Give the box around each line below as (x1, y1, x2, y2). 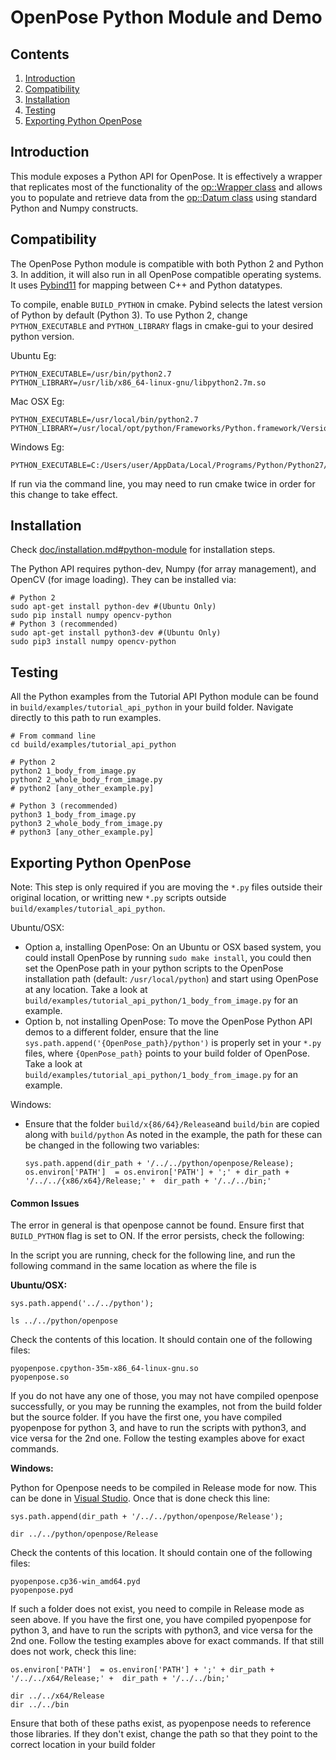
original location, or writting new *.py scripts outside (10, 892, 227, 904)
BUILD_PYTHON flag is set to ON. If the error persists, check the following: (10, 1230, 305, 1242)
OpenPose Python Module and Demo (10, 6, 323, 29)
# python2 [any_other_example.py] (10, 784, 155, 794)
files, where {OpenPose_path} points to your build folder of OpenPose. (24, 1047, 311, 1060)
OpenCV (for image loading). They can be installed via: (10, 574, 237, 586)
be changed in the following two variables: (24, 1139, 200, 1151)
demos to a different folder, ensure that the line (24, 1026, 219, 1038)
